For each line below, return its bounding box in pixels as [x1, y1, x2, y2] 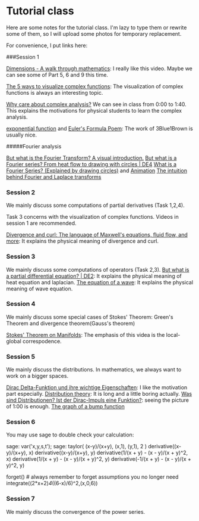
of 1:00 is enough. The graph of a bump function [6, 403, 125, 410]
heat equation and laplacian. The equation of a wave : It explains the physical [6, 278, 194, 286]
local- [166, 331, 181, 338]
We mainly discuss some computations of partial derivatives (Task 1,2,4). [6, 201, 185, 209]
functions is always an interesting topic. [6, 89, 103, 96]
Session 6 [6, 418, 36, 426]
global [6, 337, 22, 345]
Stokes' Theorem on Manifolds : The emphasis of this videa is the [6, 331, 165, 338]
